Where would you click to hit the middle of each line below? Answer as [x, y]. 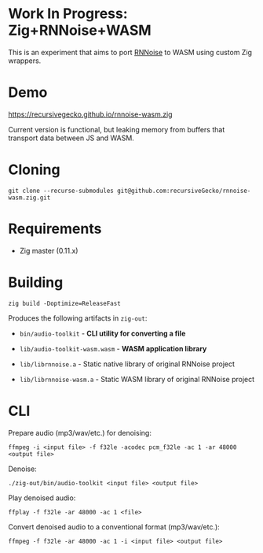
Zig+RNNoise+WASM [80, 30]
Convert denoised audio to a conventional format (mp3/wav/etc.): [114, 527]
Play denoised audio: [42, 498]
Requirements [55, 228]
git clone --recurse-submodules [61, 191]
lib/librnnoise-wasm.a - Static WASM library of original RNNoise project [137, 379]
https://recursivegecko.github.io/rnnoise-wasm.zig [90, 114]
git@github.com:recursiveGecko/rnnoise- [184, 191]
